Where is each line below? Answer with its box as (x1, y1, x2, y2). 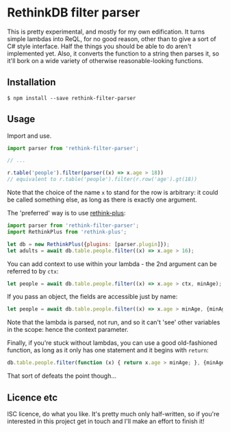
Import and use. (7, 132, 52, 140)
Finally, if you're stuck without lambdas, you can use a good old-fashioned (7, 339, 218, 347)
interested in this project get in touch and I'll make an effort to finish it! (7, 417, 205, 425)
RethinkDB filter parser (7, 5, 140, 21)
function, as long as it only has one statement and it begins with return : (7, 346, 209, 355)
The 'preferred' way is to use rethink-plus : (7, 209, 126, 217)
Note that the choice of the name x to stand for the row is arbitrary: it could (7, 189, 218, 197)
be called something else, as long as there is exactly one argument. (7, 195, 197, 204)
